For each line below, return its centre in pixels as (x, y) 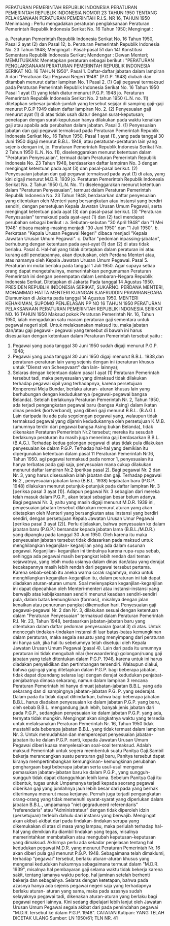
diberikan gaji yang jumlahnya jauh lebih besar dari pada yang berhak (85, 788)
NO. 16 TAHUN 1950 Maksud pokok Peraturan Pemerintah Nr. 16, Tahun (80, 314)
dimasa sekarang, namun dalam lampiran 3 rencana (94, 680)
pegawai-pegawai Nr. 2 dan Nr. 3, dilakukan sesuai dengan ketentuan (85, 610)
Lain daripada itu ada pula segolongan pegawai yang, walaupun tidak (85, 416)
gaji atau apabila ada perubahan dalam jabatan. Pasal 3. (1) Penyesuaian (81, 125)
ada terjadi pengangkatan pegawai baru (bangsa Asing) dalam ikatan (85, 405)
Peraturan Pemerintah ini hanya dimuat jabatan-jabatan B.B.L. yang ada (87, 686)
